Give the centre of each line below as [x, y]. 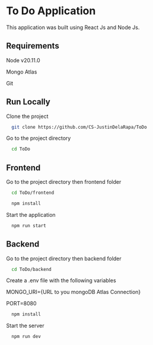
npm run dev [26, 337]
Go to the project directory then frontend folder [64, 182]
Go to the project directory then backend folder [64, 258]
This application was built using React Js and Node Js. [73, 27]
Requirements [33, 46]
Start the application [31, 215]
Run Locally [28, 102]
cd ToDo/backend [31, 269]
